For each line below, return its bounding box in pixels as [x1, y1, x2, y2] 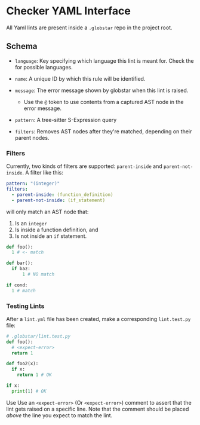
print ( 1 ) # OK [11, 388, 47, 394]
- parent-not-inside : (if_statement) [11, 197, 106, 203]
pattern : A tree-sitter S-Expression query [14, 116, 117, 123]
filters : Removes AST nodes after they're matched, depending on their [14, 127, 192, 135]
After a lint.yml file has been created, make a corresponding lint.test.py [6, 315, 191, 322]
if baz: [11, 266, 31, 272]
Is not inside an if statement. [14, 232, 87, 240]
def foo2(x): [6, 360, 39, 367]
